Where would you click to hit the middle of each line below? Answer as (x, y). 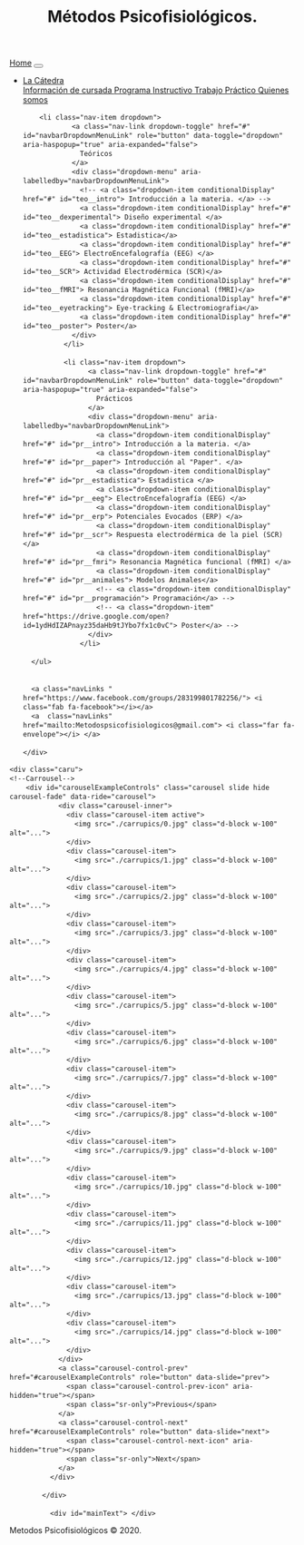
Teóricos (97, 154)
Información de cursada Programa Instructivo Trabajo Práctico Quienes (156, 90)
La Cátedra (43, 81)
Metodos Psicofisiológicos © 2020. (76, 1530)
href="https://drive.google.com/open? (96, 617)
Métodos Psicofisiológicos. (152, 17)
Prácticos (114, 399)
